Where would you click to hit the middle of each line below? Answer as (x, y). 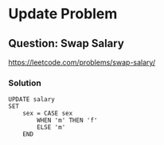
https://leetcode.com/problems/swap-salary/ (82, 62)
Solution (25, 83)
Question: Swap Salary (66, 43)
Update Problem (63, 14)
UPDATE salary (32, 100)
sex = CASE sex (48, 114)
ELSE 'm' (51, 127)
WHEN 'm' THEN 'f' (67, 120)
